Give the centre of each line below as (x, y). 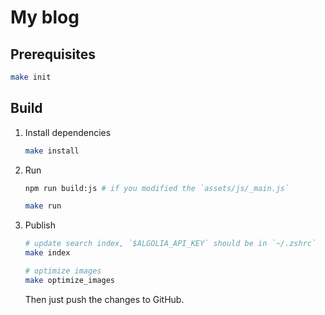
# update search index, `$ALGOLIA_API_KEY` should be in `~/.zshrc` (170, 244)
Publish (40, 225)
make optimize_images (69, 280)
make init (31, 77)
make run (43, 206)
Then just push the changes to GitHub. (104, 299)
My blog (45, 17)
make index (47, 253)
